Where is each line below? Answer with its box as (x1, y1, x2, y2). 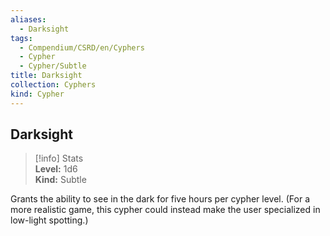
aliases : (10, 14, 47, 25)
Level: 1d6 (34, 163, 78, 175)
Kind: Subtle (34, 174, 87, 186)
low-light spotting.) (10, 214, 89, 226)
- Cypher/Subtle (19, 61, 87, 71)
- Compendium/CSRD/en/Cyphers (19, 42, 145, 53)
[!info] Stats (34, 152, 84, 165)
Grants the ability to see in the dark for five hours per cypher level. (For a (10, 193, 310, 205)
